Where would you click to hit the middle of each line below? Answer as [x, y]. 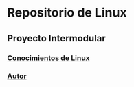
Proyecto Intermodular [57, 38]
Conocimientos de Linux [49, 58]
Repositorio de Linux [67, 13]
